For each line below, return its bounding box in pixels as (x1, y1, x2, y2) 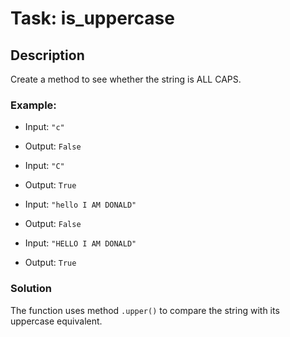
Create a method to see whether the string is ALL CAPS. (10, 73, 242, 85)
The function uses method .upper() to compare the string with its (10, 304, 280, 316)
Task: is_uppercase (10, 7, 175, 30)
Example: (10, 98, 57, 112)
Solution (10, 282, 53, 296)
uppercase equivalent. (10, 315, 103, 327)
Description (10, 47, 85, 64)
